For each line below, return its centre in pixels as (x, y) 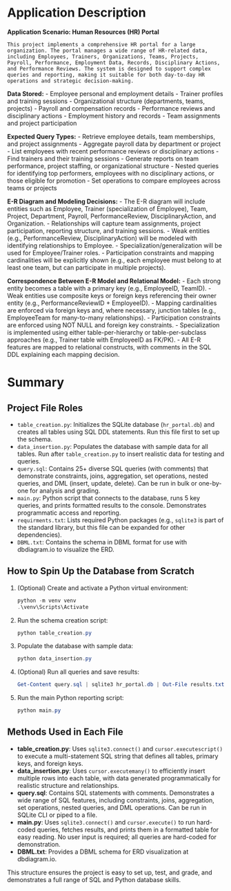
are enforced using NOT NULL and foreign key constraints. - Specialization (113, 325)
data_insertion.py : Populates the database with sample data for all (112, 446)
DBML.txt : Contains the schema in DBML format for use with (102, 542)
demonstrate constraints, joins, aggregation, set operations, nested (112, 476)
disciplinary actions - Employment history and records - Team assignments (114, 116)
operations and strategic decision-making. (71, 81)
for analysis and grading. (65, 490)
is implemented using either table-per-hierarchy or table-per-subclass (107, 332)
